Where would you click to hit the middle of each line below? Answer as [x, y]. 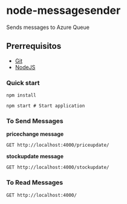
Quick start [23, 83]
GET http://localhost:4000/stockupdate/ [58, 167]
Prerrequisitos [34, 46]
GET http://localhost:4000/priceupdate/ [58, 145]
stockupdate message [35, 156]
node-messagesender [63, 11]
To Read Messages [35, 183]
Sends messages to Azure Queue [48, 27]
